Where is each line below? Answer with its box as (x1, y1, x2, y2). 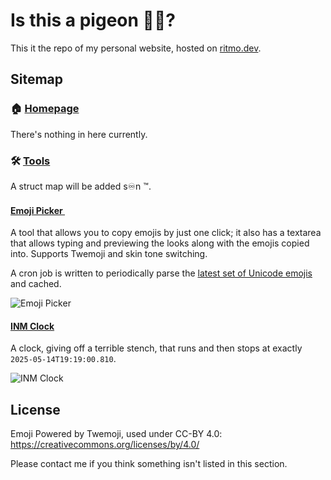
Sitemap (10, 71, 64, 88)
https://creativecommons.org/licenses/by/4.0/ (10, 439, 200, 451)
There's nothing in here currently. (10, 128, 148, 140)
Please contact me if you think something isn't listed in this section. (10, 458, 288, 470)
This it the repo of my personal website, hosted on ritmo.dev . (10, 42, 262, 54)
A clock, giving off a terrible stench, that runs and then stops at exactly (10, 342, 303, 354)
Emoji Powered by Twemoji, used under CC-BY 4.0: (10, 428, 223, 440)
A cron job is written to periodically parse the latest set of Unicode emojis (10, 267, 313, 279)
